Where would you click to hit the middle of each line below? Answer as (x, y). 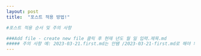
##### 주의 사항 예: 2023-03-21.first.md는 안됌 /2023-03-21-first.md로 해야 (98, 44)
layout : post (22, 11)
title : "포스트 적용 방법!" (38, 17)
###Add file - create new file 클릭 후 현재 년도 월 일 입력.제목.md (86, 38)
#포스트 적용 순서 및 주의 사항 (39, 28)
